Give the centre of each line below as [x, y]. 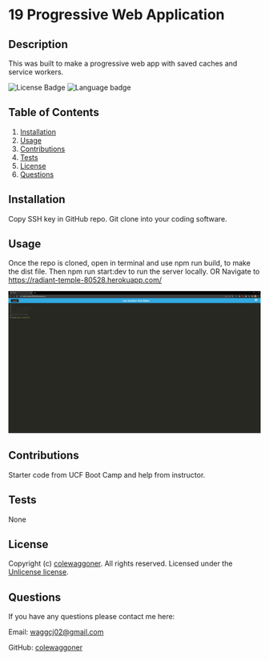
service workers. [36, 72]
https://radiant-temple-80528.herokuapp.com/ [85, 280]
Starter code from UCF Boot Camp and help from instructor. [107, 474]
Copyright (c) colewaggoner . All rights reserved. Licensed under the [120, 564]
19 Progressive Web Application [117, 15]
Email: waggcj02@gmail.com [56, 632]
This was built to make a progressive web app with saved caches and [123, 63]
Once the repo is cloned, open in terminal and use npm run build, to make [129, 263]
